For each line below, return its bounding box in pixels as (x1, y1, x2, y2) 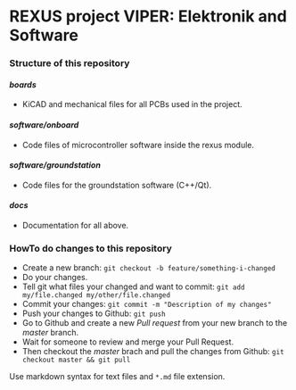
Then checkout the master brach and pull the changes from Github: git (21, 346, 284, 357)
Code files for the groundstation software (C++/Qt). (21, 179, 212, 190)
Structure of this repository (9, 57, 130, 70)
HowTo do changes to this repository (9, 242, 172, 254)
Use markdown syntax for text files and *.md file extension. (9, 371, 226, 382)
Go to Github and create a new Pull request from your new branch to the (21, 318, 288, 328)
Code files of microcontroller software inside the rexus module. (21, 139, 254, 150)
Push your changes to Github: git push (21, 308, 167, 319)
